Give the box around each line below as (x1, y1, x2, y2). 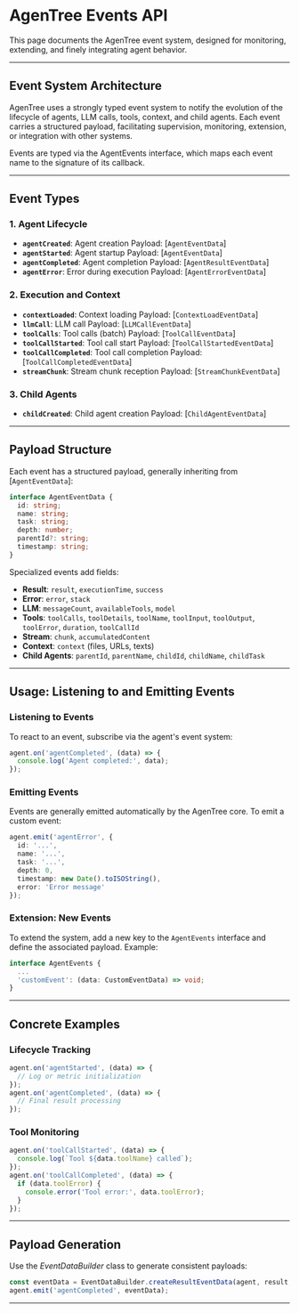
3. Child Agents (9, 388, 77, 401)
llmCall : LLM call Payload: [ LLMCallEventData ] (21, 318, 191, 329)
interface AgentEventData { (9, 492, 114, 501)
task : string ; (17, 517, 69, 526)
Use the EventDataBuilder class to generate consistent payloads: (9, 1260, 247, 1271)
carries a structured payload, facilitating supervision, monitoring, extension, (9, 121, 287, 132)
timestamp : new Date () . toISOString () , (17, 874, 162, 883)
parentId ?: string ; (17, 534, 90, 543)
